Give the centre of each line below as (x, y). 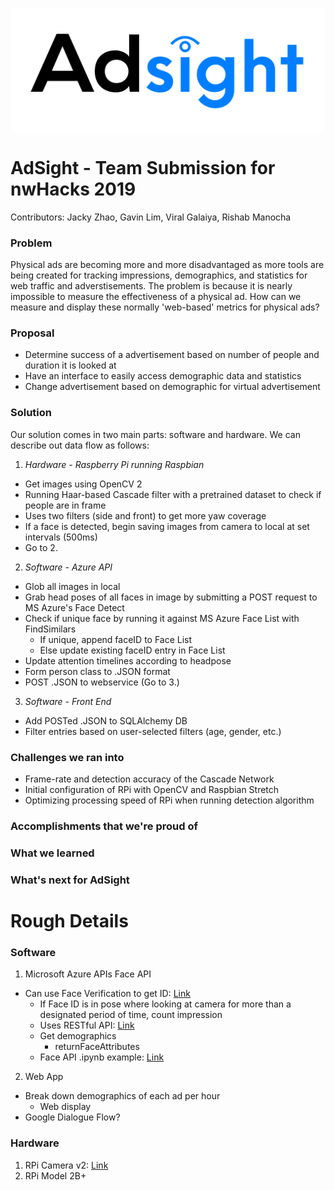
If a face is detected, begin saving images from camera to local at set (167, 526)
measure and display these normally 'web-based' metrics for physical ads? (165, 307)
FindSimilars (50, 629)
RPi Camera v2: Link (66, 1165)
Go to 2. (41, 547)
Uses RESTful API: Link (87, 1025)
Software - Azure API (68, 567)
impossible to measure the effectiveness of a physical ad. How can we (156, 297)
